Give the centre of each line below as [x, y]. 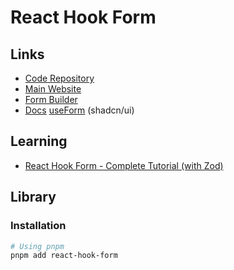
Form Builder [51, 99]
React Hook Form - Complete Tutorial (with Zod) [124, 165]
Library [33, 197]
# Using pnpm [37, 246]
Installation [38, 226]
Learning [39, 141]
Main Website [53, 89]
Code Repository [59, 78]
